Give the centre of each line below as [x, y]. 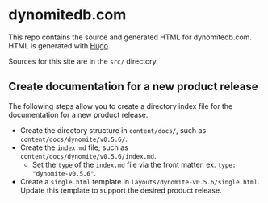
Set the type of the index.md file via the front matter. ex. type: [134, 164]
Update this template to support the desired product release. [121, 190]
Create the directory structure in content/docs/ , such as [113, 130]
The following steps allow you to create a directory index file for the [121, 106]
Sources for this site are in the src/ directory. [84, 61]
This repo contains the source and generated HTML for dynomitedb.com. [130, 37]
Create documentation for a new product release [133, 87]
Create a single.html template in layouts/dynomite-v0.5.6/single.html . [140, 181]
